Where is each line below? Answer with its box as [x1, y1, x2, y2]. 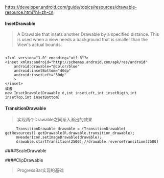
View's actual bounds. [17, 42, 62, 48]
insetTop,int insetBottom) [5, 95, 60, 100]
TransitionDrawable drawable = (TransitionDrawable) [16, 127, 126, 132]
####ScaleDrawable [5, 148, 47, 154]
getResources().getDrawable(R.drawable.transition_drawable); [5, 131, 135, 136]
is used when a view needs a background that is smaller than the [17, 37, 148, 43]
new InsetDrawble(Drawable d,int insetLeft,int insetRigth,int [5, 90, 137, 96]
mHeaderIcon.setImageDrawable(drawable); [16, 135, 102, 140]
